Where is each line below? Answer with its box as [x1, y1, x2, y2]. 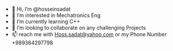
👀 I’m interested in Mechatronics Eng [11, 12, 101, 19]
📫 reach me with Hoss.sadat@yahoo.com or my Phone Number [11, 31, 167, 38]
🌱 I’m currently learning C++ [11, 18, 80, 25]
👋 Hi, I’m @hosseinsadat [11, 6, 71, 12]
